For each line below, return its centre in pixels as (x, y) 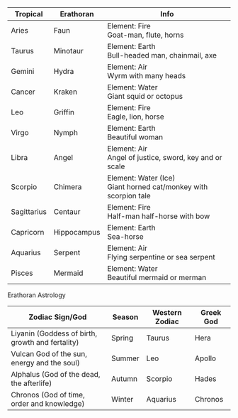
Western (167, 312)
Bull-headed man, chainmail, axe (162, 55)
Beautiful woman (135, 137)
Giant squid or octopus (145, 96)
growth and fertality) (45, 342)
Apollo (205, 358)
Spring (122, 338)
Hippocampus (77, 232)
